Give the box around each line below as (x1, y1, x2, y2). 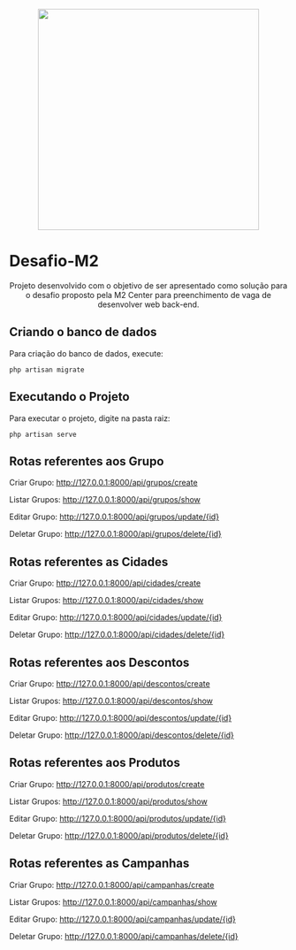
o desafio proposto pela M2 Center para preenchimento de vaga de (25, 289, 272, 300)
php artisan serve (9, 430, 77, 439)
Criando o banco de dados (9, 325, 157, 340)
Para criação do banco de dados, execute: (9, 348, 163, 358)
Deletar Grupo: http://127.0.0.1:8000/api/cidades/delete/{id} (9, 629, 225, 640)
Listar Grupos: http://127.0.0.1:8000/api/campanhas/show (9, 896, 218, 907)
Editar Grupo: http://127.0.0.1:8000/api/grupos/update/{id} (9, 511, 219, 522)
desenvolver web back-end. (97, 299, 200, 310)
